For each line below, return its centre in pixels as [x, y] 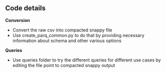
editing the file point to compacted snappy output [64, 65]
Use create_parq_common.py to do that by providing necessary [78, 35]
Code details [26, 8]
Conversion [18, 20]
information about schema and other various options [67, 40]
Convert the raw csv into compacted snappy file [62, 30]
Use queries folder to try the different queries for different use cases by [87, 60]
